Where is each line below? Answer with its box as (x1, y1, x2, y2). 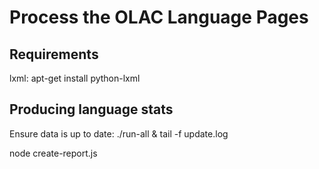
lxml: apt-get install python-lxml (9, 72, 141, 84)
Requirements (9, 46, 99, 63)
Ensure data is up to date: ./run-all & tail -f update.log (9, 127, 229, 140)
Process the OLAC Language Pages (9, 6, 309, 29)
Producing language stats (9, 101, 174, 118)
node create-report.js (9, 147, 98, 159)
